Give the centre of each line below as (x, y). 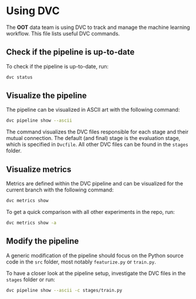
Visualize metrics (39, 169)
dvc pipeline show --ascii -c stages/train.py (64, 290)
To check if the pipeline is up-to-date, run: (57, 66)
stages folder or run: (31, 279)
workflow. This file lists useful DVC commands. (63, 33)
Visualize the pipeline (46, 96)
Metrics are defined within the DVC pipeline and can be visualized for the (95, 184)
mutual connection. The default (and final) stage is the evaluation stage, (93, 138)
